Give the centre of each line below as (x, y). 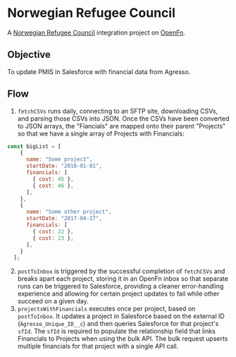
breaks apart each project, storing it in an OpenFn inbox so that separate (123, 279)
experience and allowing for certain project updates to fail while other (118, 294)
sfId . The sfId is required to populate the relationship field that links (117, 331)
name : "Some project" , (59, 159)
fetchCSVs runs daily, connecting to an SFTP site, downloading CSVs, (118, 111)
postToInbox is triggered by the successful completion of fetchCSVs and (121, 271)
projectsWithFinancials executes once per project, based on (106, 309)
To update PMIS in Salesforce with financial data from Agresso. (99, 71)
